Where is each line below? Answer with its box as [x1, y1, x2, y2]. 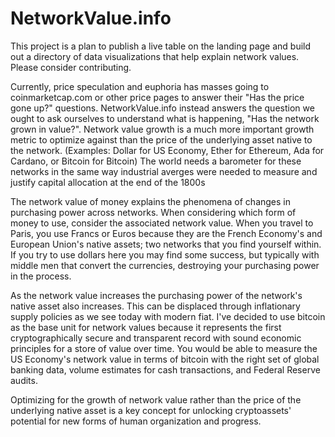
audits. [10, 374, 38, 386]
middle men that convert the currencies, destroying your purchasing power [10, 259, 320, 271]
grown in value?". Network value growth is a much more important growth [10, 123, 315, 135]
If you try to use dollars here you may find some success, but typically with [10, 248, 320, 261]
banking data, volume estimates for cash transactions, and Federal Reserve [10, 363, 321, 376]
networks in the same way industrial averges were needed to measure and [10, 165, 318, 177]
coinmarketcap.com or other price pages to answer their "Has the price [10, 91, 305, 103]
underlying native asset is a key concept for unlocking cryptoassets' [10, 404, 292, 416]
